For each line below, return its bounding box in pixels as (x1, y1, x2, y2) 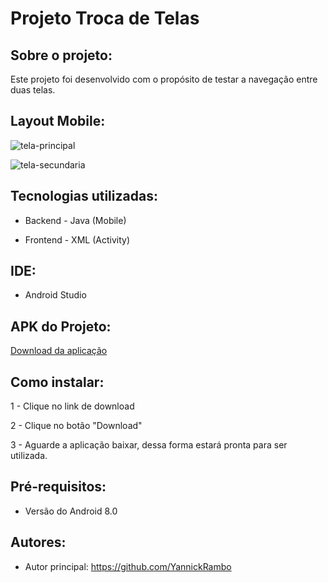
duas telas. (10, 84, 56, 96)
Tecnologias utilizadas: (10, 188, 158, 205)
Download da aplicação (10, 345, 108, 357)
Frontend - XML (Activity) (24, 233, 130, 246)
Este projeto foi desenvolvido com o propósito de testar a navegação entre (10, 73, 318, 85)
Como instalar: (10, 373, 105, 391)
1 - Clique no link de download (10, 400, 135, 412)
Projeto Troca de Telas (10, 7, 200, 30)
